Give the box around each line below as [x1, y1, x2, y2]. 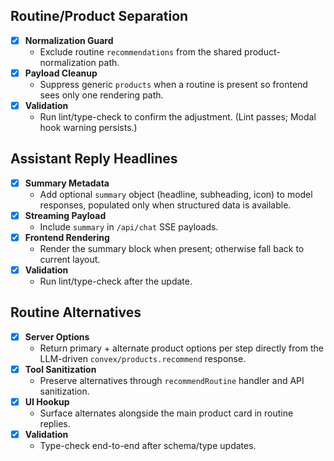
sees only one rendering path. [39, 89, 164, 101]
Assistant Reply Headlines [10, 150, 178, 168]
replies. [39, 418, 71, 430]
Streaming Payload [24, 209, 107, 221]
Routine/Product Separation [10, 8, 189, 25]
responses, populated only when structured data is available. [39, 199, 292, 211]
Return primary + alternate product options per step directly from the [39, 342, 324, 354]
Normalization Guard [24, 34, 114, 46]
